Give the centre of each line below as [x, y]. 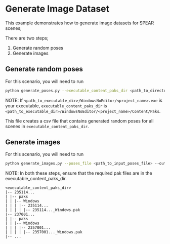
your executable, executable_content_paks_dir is [56, 106]
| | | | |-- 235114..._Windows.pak [43, 210]
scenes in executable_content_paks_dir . [47, 126]
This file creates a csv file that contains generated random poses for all [79, 121]
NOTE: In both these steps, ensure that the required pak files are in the [79, 173]
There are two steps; [27, 38]
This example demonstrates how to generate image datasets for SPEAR [80, 23]
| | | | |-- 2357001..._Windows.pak [44, 232]
